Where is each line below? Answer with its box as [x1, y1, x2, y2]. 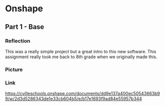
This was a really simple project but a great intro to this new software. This [5, 48, 157, 54]
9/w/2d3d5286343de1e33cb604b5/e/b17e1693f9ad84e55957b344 [5, 96, 142, 102]
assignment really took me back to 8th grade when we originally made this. [5, 54, 158, 60]
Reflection [5, 37, 31, 44]
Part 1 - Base [5, 23, 44, 31]
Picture [5, 66, 23, 73]
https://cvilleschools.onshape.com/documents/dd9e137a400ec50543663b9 [5, 91, 160, 97]
